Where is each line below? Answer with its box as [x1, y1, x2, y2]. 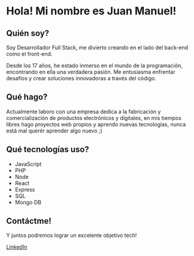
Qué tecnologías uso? [6, 144, 90, 155]
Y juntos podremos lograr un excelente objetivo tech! [6, 232, 137, 239]
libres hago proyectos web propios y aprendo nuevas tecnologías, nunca [6, 121, 186, 128]
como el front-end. [6, 50, 53, 58]
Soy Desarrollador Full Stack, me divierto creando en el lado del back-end [6, 44, 189, 51]
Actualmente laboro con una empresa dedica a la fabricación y [6, 108, 161, 115]
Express [14, 186, 35, 193]
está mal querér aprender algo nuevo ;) [6, 127, 103, 134]
